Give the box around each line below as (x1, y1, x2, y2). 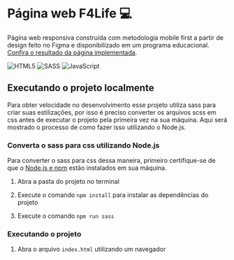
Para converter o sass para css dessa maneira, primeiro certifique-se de (7, 157, 216, 165)
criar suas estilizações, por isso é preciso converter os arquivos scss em (7, 108, 217, 116)
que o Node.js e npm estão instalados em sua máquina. (7, 164, 167, 172)
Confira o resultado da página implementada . (7, 48, 138, 57)
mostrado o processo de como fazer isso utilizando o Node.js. (7, 123, 187, 131)
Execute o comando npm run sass (17, 212, 115, 220)
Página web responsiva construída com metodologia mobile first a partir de (7, 33, 224, 42)
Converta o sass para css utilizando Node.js (7, 140, 160, 150)
